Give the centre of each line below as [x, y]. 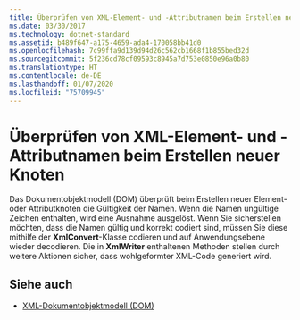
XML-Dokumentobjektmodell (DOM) [88, 306]
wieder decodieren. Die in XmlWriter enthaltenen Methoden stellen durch [145, 247]
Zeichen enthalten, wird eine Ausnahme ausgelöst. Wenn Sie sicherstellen [145, 218]
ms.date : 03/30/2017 [48, 26]
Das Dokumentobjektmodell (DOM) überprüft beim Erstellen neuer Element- [148, 199]
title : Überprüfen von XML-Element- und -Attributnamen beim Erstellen [145, 17]
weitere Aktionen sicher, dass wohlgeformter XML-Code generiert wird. [141, 257]
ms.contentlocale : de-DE [55, 76]
